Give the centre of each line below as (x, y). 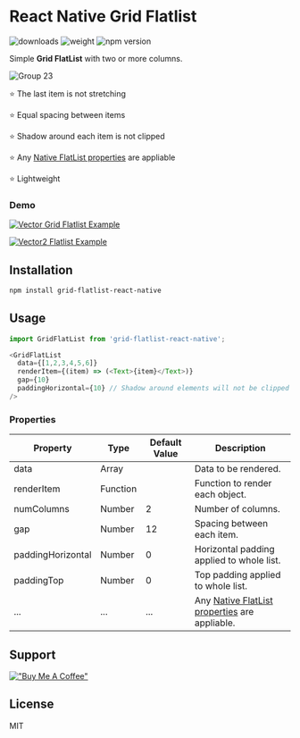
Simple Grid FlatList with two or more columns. (96, 58)
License (32, 704)
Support (33, 654)
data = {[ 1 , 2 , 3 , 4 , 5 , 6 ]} (58, 364)
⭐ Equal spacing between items (67, 114)
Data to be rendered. (238, 469)
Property (53, 449)
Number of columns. (238, 509)
